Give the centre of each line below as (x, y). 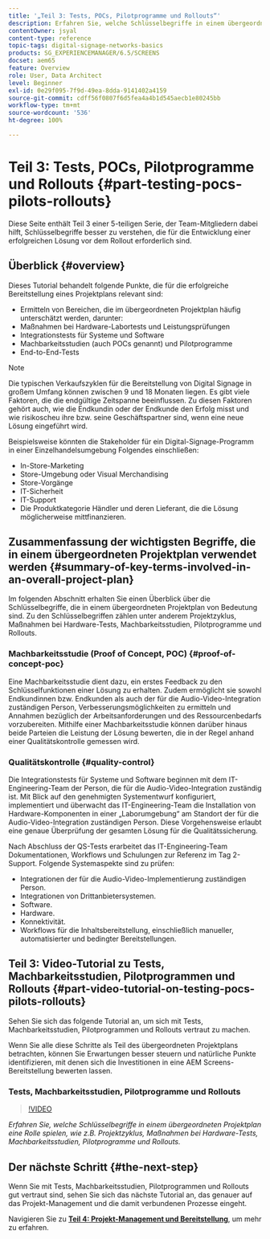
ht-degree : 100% (35, 121)
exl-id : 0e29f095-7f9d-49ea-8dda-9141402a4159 (88, 90)
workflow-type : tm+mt (45, 105)
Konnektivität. (43, 922)
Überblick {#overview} (67, 266)
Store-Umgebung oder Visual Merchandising (94, 474)
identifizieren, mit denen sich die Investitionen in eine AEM (105, 1062)
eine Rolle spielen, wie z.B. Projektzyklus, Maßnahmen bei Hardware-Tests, (133, 1133)
